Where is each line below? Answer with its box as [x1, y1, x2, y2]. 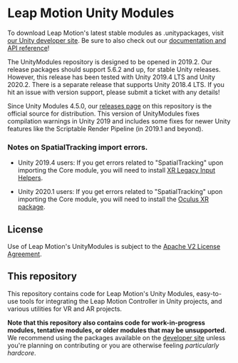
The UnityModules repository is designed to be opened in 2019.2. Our [7, 57, 212, 66]
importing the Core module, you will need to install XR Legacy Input [17, 166, 216, 175]
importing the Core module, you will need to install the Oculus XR [17, 195, 209, 204]
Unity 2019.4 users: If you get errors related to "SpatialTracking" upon [17, 158, 224, 167]
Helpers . [17, 173, 43, 183]
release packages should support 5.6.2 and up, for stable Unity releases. [7, 65, 221, 73]
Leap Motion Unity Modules [7, 5, 175, 21]
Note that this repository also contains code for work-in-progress [7, 318, 205, 327]
